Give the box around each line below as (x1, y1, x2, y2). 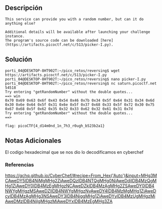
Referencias (5, 161, 34, 168)
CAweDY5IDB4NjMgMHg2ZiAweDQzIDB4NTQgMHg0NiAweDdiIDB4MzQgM (5, 177, 157, 183)
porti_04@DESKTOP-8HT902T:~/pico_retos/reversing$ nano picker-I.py (5, 77, 146, 81)
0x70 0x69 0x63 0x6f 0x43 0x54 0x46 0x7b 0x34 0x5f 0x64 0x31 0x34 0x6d (5, 98, 155, 103)
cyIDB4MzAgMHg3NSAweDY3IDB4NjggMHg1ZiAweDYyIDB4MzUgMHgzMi (5, 193, 156, 199)
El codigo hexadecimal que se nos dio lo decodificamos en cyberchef (5, 149, 144, 155)
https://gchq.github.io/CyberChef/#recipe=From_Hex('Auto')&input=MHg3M (5, 172, 157, 178)
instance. (5, 33, 25, 38)
